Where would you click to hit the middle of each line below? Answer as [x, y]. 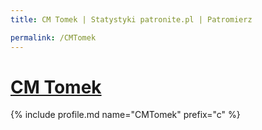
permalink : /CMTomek [53, 37]
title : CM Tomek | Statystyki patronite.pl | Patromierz [131, 19]
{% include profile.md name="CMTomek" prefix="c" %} [125, 115]
